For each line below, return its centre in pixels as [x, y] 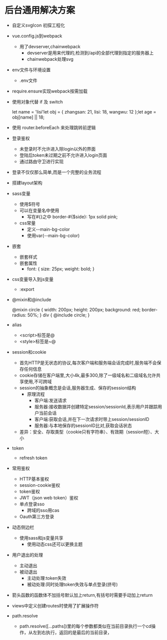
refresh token [33, 458]
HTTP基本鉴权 [34, 479]
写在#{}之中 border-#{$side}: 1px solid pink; [72, 217]
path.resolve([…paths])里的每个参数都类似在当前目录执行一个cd [85, 626]
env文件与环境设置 [31, 70]
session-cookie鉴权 [40, 485]
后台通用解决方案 [40, 10]
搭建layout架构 [27, 183]
